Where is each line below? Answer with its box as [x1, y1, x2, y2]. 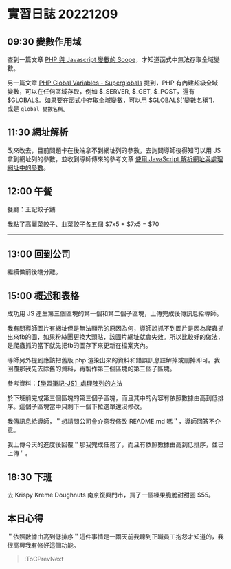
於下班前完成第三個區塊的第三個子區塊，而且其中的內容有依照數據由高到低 [7, 394, 218, 402]
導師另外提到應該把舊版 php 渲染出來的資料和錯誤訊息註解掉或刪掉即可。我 [7, 356, 221, 364]
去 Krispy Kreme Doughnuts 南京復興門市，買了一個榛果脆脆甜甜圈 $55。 [7, 490, 215, 499]
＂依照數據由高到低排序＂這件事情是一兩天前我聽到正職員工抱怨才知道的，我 [7, 532, 224, 541]
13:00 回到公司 [7, 249, 71, 260]
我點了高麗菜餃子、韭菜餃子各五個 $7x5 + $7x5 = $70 [7, 220, 159, 228]
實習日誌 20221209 [7, 6, 118, 22]
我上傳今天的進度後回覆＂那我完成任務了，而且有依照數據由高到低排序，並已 [7, 440, 224, 448]
